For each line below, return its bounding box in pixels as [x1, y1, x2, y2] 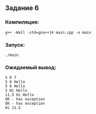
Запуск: [5, 41, 25, 48]
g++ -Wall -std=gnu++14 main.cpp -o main [5, 30, 92, 35]
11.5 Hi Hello [5, 92, 34, 98]
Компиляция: [5, 19, 39, 26]
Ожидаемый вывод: [5, 64, 57, 71]
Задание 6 [5, 4, 39, 12]
